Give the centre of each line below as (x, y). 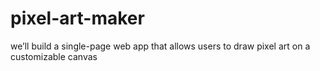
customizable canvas (54, 56)
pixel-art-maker (77, 18)
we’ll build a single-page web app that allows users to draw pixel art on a (160, 46)
